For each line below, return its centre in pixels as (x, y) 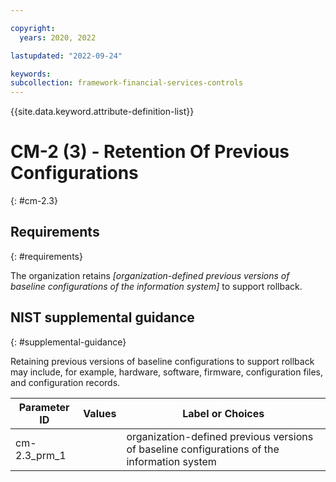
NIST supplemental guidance (102, 317)
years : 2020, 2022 (58, 37)
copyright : (33, 28)
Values (100, 413)
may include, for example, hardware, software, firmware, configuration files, (167, 372)
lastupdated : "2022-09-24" (66, 56)
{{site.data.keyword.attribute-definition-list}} (102, 112)
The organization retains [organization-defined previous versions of (150, 275)
